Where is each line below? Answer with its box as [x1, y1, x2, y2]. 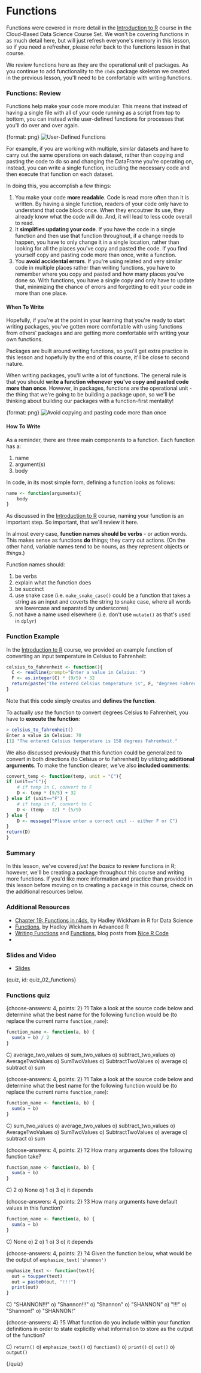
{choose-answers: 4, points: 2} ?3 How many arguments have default [6, 1198, 178, 1205]
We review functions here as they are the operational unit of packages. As [6, 61, 188, 68]
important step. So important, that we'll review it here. [6, 518, 139, 526]
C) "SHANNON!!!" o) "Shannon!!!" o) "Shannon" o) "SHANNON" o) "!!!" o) [6, 1301, 187, 1308]
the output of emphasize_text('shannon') [6, 1256, 107, 1263]
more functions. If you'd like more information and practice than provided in [6, 875, 193, 882]
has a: [6, 443, 22, 450]
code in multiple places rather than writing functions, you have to [14, 264, 175, 271]
